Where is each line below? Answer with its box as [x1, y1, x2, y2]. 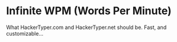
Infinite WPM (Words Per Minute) [6, 4, 172, 18]
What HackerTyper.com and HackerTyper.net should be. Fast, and [6, 24, 167, 31]
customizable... [6, 30, 43, 37]
